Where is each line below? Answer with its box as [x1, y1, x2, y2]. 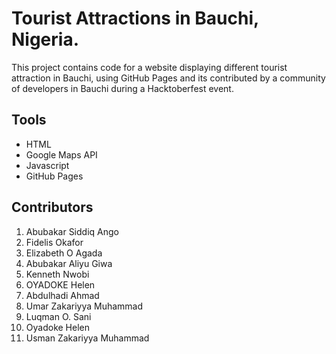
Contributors [11, 199, 94, 216]
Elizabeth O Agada [25, 247, 103, 259]
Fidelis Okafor [25, 236, 84, 248]
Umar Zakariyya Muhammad [25, 300, 144, 312]
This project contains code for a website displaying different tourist [11, 61, 288, 73]
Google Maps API [25, 148, 98, 161]
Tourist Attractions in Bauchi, [11, 7, 259, 30]
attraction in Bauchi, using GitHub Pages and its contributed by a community [11, 72, 326, 84]
